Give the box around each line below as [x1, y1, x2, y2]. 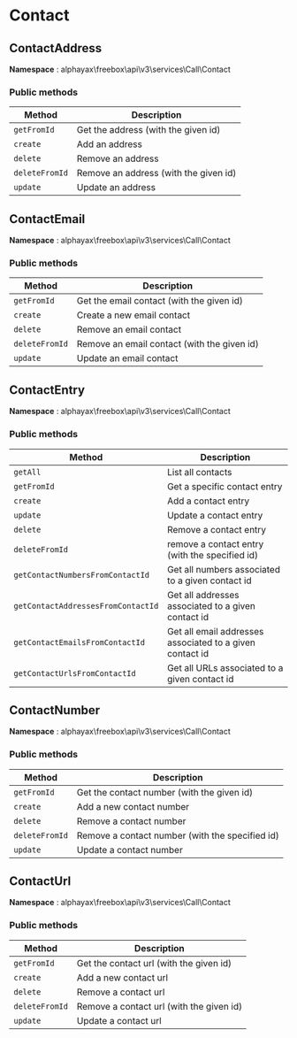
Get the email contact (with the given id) [76, 295, 243, 307]
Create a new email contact [76, 309, 191, 321]
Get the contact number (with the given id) [76, 786, 254, 798]
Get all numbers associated [166, 563, 281, 575]
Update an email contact [76, 352, 179, 365]
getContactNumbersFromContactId [13, 570, 150, 580]
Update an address [76, 181, 156, 194]
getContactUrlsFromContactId [13, 668, 136, 678]
